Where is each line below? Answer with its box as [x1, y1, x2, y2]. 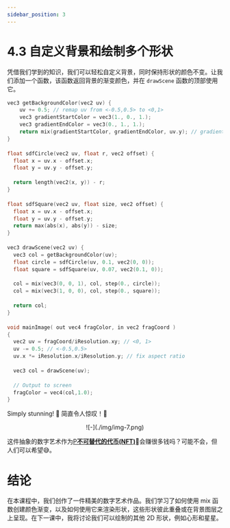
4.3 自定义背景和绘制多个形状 [7, 43, 173, 59]
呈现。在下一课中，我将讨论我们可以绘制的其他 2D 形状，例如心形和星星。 [12, 514, 222, 522]
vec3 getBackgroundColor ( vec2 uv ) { [7, 100, 112, 106]
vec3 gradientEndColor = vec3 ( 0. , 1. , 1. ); [19, 121, 146, 128]
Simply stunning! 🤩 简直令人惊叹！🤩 [7, 409, 107, 418]
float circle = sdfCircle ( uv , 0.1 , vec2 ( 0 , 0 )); [13, 258, 155, 266]
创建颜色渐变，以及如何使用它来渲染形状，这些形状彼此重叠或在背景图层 [12, 505, 217, 514]
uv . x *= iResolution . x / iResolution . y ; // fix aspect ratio [13, 353, 186, 360]
